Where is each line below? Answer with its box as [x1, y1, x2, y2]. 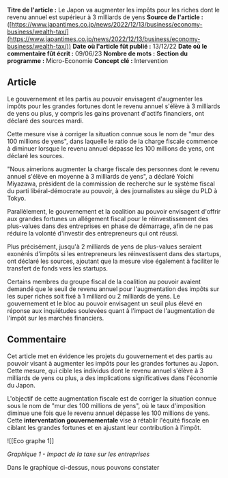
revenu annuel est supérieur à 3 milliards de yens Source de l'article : [7, 13, 203, 21]
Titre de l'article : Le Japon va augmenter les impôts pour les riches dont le [7, 6, 220, 14]
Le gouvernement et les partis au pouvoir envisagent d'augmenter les [7, 95, 203, 103]
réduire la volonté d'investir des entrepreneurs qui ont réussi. [7, 229, 179, 237]
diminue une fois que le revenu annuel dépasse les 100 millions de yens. [7, 409, 210, 417]
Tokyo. [7, 194, 27, 202]
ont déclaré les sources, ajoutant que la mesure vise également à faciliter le [7, 257, 220, 265]
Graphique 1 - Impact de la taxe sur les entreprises [7, 450, 150, 458]
